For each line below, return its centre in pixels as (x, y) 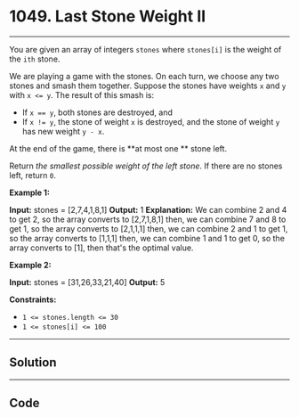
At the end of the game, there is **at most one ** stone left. (118, 148)
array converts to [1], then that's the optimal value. (101, 248)
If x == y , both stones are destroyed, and (97, 112)
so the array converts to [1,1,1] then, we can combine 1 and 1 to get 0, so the (147, 238)
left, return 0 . (32, 175)
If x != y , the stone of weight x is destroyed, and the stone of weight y (151, 121)
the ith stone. (35, 59)
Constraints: (33, 299)
